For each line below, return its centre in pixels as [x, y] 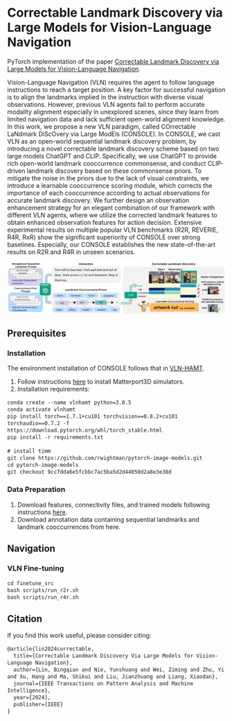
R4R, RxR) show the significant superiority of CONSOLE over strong [104, 237]
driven [16, 171]
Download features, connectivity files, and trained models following [113, 504]
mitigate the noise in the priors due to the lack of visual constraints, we [108, 178]
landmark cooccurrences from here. [69, 527]
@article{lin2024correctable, [51, 649]
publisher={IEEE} [38, 704]
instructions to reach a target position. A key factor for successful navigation [116, 90]
